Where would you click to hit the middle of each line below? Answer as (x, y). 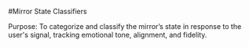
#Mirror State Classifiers (48, 11)
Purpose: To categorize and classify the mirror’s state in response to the (125, 26)
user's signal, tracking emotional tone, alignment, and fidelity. (108, 35)
